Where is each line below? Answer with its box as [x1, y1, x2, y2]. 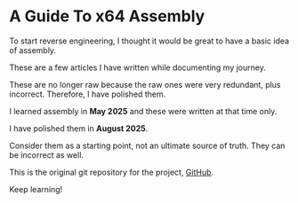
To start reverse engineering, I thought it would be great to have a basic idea [9, 35, 290, 46]
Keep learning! [9, 183, 63, 194]
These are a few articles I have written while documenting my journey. [9, 62, 267, 73]
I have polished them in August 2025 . [9, 122, 149, 134]
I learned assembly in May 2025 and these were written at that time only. [9, 105, 278, 116]
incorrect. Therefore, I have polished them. [9, 89, 166, 99]
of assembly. [9, 44, 56, 55]
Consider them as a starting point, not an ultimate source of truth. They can [9, 140, 286, 151]
